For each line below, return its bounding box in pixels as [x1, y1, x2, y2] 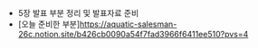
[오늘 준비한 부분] [17, 19, 81, 29]
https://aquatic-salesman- [80, 19, 177, 29]
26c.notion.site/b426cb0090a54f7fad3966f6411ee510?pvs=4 [17, 29, 249, 39]
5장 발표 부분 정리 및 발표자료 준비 [17, 8, 139, 18]
